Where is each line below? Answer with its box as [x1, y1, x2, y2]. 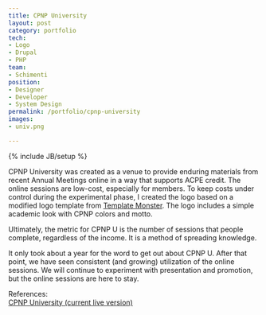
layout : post [8, 19, 52, 27]
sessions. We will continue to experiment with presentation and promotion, [8, 265, 253, 274]
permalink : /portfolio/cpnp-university [8, 108, 141, 116]
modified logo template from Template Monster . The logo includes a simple [8, 200, 255, 210]
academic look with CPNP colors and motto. [8, 208, 153, 219]
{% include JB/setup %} [8, 151, 88, 161]
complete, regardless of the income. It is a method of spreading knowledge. [8, 232, 257, 243]
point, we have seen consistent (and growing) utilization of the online [8, 256, 235, 266]
